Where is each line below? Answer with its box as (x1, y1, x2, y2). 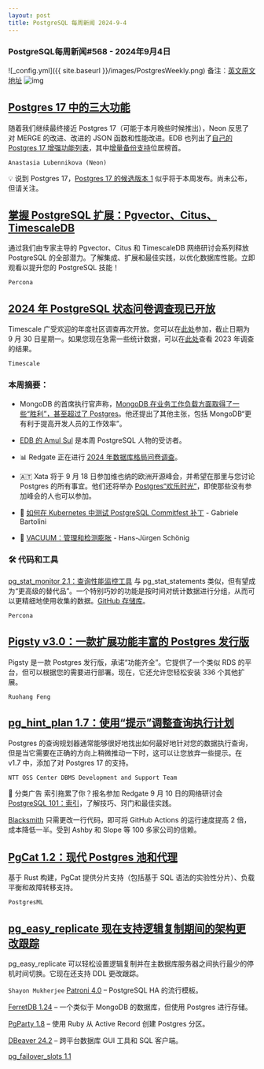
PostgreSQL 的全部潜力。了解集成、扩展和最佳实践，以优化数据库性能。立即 (8, 253, 255, 262)
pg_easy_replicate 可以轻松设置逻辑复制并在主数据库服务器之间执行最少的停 (8, 959, 254, 969)
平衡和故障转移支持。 (8, 883, 77, 893)
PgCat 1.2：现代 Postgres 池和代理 (8, 850, 178, 863)
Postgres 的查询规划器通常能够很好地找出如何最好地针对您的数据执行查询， (8, 738, 253, 748)
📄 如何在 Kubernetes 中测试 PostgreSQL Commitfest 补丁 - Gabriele (19, 507, 239, 517)
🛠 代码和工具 (8, 555, 59, 566)
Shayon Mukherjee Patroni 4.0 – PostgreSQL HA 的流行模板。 (8, 985, 203, 995)
